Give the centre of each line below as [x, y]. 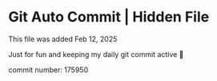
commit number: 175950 [48, 69]
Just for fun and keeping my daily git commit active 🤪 [96, 54]
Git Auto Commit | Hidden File [109, 17]
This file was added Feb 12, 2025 [63, 39]
